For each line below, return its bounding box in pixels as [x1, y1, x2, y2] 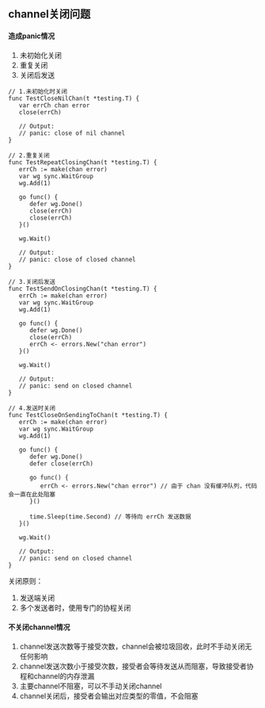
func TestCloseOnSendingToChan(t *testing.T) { [8, 411, 168, 419]
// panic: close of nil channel [18, 129, 126, 137]
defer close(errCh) [28, 459, 93, 468]
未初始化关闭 [19, 50, 62, 59]
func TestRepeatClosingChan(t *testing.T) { [8, 158, 157, 166]
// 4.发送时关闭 [8, 404, 56, 412]
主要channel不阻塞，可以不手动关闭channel [19, 681, 162, 691]
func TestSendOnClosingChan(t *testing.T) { [8, 285, 157, 293]
